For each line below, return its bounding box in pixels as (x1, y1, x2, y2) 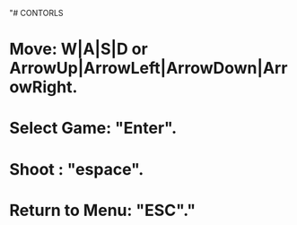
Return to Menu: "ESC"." (9, 200, 196, 221)
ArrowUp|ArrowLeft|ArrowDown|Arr (9, 58, 288, 79)
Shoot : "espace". (9, 159, 144, 179)
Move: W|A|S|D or (9, 39, 148, 59)
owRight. (9, 77, 78, 98)
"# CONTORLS (9, 8, 65, 18)
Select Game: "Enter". (9, 118, 178, 138)
